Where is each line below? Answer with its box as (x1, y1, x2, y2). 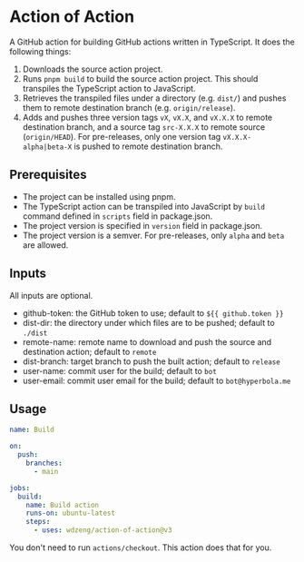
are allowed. (22, 239, 69, 251)
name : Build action (25, 500, 100, 509)
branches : (25, 458, 64, 468)
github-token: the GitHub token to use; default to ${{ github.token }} (22, 307, 284, 319)
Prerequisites (9, 167, 87, 182)
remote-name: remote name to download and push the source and (22, 336, 272, 347)
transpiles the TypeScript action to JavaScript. (22, 83, 197, 94)
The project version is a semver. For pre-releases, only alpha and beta (22, 230, 285, 241)
